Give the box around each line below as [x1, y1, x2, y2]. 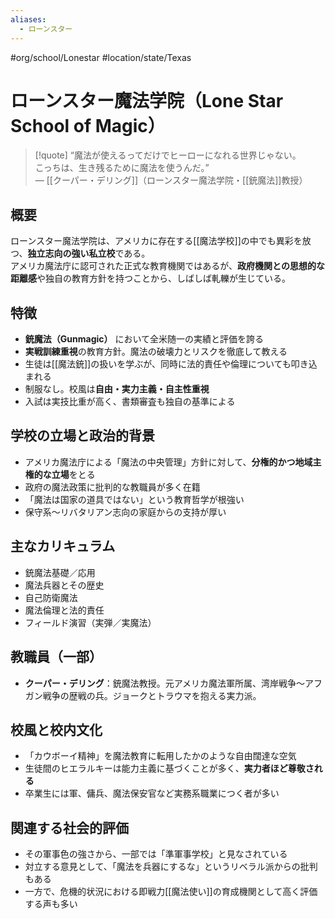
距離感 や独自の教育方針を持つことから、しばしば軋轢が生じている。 [10, 272, 291, 285]
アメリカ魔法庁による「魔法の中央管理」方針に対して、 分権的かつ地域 [24, 456, 313, 468]
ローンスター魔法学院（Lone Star [10, 89, 284, 112]
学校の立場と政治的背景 [10, 427, 155, 445]
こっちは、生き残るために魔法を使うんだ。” [34, 162, 210, 174]
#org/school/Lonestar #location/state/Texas [10, 51, 192, 63]
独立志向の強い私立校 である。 [27, 247, 151, 260]
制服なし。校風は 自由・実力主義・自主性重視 [24, 383, 210, 395]
